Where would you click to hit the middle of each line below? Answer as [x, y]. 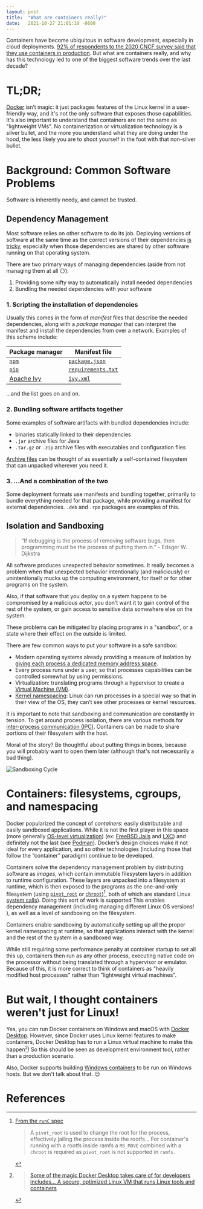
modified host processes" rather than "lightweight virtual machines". [92, 975]
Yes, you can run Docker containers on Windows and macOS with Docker [98, 1029]
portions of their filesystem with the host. [57, 733]
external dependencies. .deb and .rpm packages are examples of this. [93, 507]
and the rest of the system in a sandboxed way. [65, 937]
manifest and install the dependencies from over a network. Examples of [97, 331]
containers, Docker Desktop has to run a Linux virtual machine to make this [100, 1042]
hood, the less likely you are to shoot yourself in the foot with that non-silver [101, 139]
